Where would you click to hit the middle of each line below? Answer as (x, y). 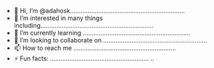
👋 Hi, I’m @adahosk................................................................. (99, 11)
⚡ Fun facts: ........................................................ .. (84, 58)
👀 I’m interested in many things (58, 18)
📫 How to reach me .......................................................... (95, 48)
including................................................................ (84, 25)
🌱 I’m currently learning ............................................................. (102, 33)
